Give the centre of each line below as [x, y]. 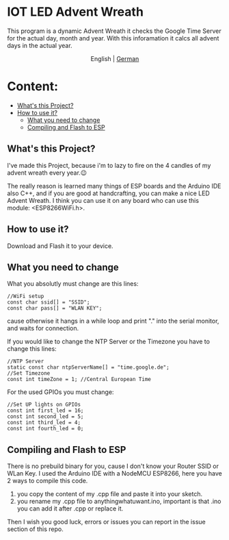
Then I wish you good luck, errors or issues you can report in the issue [107, 522]
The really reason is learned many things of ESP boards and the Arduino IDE [114, 186]
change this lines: [32, 349]
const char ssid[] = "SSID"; [49, 302]
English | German [115, 58]
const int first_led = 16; [45, 411]
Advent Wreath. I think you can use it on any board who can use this [103, 200]
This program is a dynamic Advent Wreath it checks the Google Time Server [114, 31]
